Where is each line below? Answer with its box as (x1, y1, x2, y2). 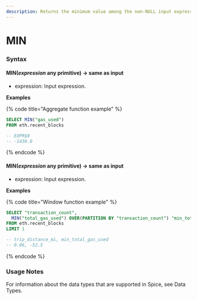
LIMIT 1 (6, 226, 25, 232)
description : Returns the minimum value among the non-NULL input (6, 8, 172, 15)
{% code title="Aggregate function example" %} (6, 105, 123, 112)
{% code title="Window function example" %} (6, 198, 117, 205)
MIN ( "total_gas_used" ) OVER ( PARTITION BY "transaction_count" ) (11, 215, 169, 221)
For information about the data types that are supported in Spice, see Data (6, 281, 186, 288)
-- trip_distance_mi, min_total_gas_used (6, 236, 109, 243)
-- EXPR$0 (6, 133, 30, 139)
